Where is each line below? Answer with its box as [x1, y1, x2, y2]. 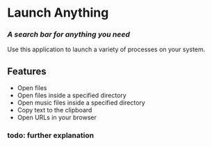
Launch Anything [7, 5, 109, 21]
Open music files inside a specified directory [17, 98, 146, 107]
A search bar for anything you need [7, 30, 131, 40]
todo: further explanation [7, 130, 95, 140]
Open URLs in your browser [17, 113, 97, 122]
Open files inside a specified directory [17, 92, 127, 100]
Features [7, 65, 47, 77]
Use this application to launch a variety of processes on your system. [7, 45, 206, 53]
